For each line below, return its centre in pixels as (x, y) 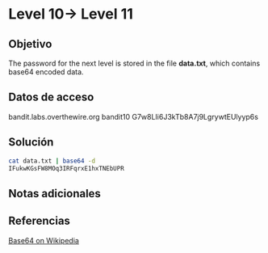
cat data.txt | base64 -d (52, 161)
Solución (31, 142)
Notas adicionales (54, 194)
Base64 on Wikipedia (44, 240)
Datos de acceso (51, 97)
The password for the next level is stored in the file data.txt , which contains (134, 63)
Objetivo (30, 44)
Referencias (40, 221)
